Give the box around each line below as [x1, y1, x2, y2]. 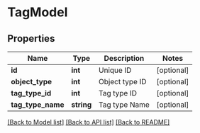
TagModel [7, 4, 68, 21]
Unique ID [98, 65, 132, 75]
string [70, 100, 92, 110]
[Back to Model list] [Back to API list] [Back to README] [7, 118, 170, 126]
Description [104, 54, 145, 63]
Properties [7, 33, 55, 45]
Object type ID [98, 77, 147, 86]
